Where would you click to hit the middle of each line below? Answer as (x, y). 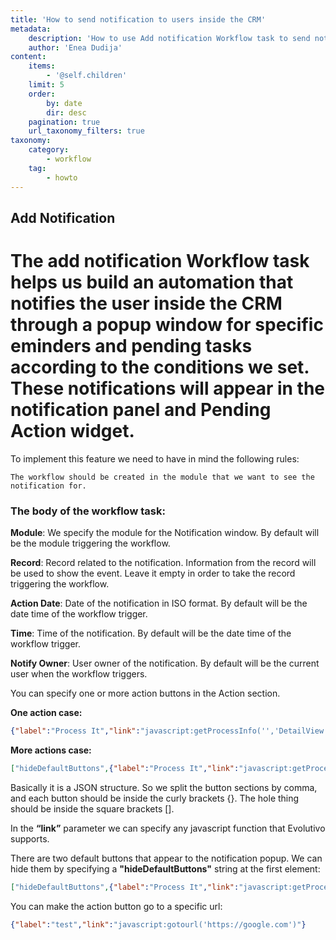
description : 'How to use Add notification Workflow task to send (169, 38)
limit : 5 (46, 85)
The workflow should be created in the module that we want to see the (162, 477)
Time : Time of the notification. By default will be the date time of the (151, 633)
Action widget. (72, 431)
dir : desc (66, 112)
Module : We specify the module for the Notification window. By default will (165, 533)
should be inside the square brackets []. (92, 808)
